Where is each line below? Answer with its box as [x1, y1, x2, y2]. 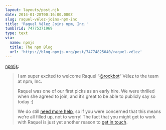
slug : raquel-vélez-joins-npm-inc [5, 17, 78, 22]
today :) [17, 98, 34, 104]
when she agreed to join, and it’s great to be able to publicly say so [17, 93, 156, 99]
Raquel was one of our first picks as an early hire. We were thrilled [17, 88, 155, 94]
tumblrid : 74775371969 [5, 26, 53, 31]
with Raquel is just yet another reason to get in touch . [17, 119, 128, 125]
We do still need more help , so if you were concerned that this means [17, 108, 161, 114]
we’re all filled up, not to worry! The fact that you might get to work [17, 113, 156, 119]
